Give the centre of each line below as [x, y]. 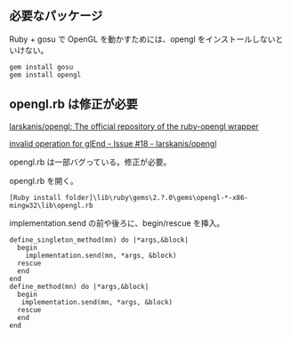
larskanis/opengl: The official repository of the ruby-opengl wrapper [134, 126]
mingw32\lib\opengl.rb [51, 205]
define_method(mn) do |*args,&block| [79, 286]
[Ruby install [36, 197]
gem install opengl [45, 75]
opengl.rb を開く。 [44, 181]
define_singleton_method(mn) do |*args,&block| [99, 240]
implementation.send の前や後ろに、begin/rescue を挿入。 [117, 223]
